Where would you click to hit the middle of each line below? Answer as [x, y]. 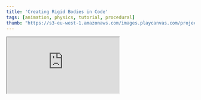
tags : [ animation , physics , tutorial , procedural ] [71, 17]
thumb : [14, 23]
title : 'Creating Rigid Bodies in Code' [57, 12]
